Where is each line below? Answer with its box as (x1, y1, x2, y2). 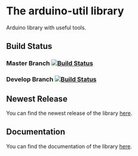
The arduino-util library (6, 4, 124, 18)
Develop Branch (6, 75, 54, 84)
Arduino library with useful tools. (6, 24, 87, 31)
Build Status (6, 41, 53, 51)
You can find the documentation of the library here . (6, 142, 133, 150)
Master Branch (6, 59, 50, 68)
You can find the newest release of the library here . (6, 109, 133, 117)
